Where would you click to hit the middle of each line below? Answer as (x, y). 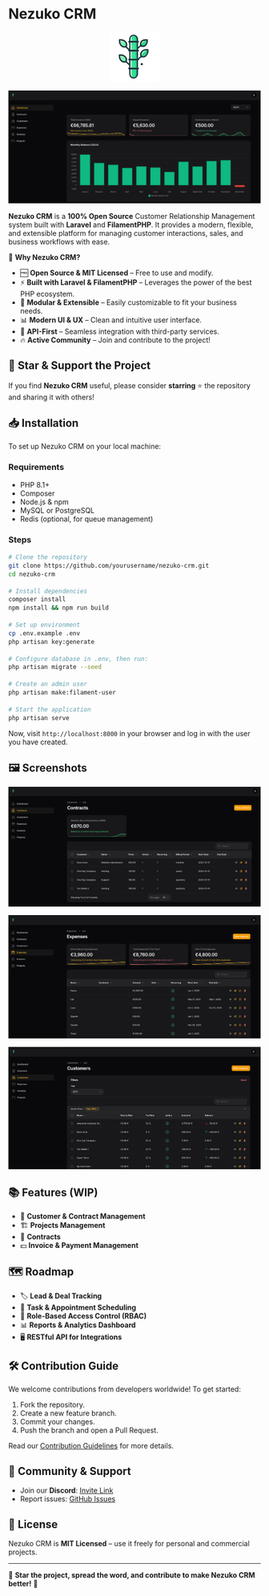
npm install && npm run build (59, 608)
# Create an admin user (48, 684)
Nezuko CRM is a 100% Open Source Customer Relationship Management (132, 216)
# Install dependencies (48, 591)
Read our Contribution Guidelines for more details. (91, 1446)
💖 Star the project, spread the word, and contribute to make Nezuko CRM (132, 1575)
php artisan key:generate (51, 642)
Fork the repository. (52, 1405)
